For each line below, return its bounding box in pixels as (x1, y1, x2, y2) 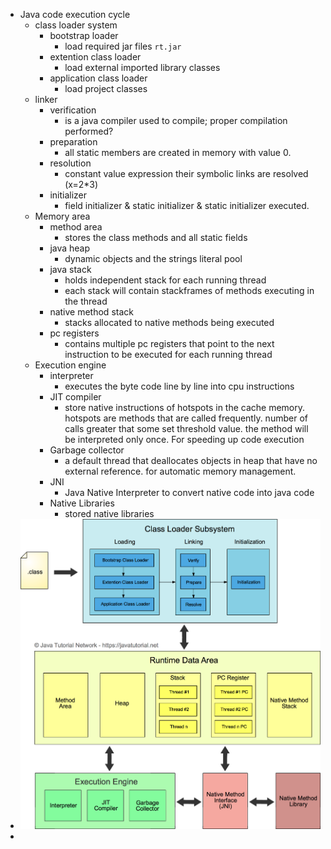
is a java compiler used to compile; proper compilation (64, 115, 288, 126)
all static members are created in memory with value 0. (64, 147, 292, 158)
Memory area (34, 210, 91, 222)
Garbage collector (49, 444, 125, 456)
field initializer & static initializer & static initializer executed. (64, 200, 310, 211)
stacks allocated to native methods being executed (64, 317, 275, 328)
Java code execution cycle (19, 9, 131, 20)
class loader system (34, 19, 118, 31)
